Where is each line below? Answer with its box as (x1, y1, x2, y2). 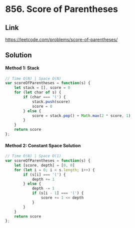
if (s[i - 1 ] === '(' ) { (31, 191, 84, 196)
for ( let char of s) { (14, 90, 61, 95)
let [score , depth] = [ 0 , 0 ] (14, 163, 75, 168)
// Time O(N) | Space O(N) (5, 76, 61, 81)
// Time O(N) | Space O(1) (5, 154, 61, 159)
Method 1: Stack (5, 65, 39, 71)
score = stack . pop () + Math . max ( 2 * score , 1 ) (31, 113, 131, 118)
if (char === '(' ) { (23, 95, 66, 100)
